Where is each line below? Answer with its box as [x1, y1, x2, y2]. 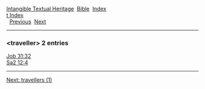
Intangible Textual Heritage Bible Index [6, 5, 107, 12]
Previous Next [9, 18, 46, 25]
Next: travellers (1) [6, 76, 52, 84]
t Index [6, 12, 24, 19]
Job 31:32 [6, 53, 32, 60]
